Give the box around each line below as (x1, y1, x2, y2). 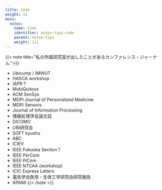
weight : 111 (14, 40, 39, 45)
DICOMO (12, 118, 31, 124)
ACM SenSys (12, 91, 40, 97)
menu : (5, 16, 16, 21)
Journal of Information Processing (12, 107, 82, 113)
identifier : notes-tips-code (14, 30, 75, 35)
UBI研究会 (12, 124, 33, 130)
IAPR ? (12, 81, 26, 87)
